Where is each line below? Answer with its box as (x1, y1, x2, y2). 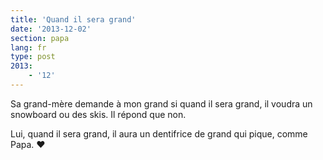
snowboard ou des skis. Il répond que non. (10, 108, 187, 120)
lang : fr (10, 42, 47, 53)
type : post (10, 52, 56, 62)
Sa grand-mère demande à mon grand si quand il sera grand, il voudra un (10, 97, 313, 110)
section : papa (10, 33, 70, 43)
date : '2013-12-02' (10, 24, 92, 34)
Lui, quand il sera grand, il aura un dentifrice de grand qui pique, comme (10, 127, 308, 140)
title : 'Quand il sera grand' (10, 14, 137, 25)
